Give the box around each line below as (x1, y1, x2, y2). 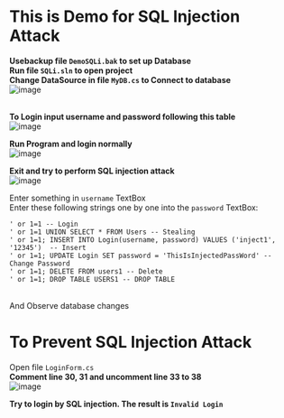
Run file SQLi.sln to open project (9, 65, 133, 76)
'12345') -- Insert (9, 243, 87, 252)
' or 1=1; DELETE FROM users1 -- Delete (9, 266, 164, 276)
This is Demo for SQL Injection (9, 6, 241, 27)
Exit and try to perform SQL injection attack (9, 165, 175, 176)
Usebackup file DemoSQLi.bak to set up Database (9, 55, 192, 66)
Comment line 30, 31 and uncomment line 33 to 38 (9, 371, 202, 382)
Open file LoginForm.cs (9, 361, 95, 372)
